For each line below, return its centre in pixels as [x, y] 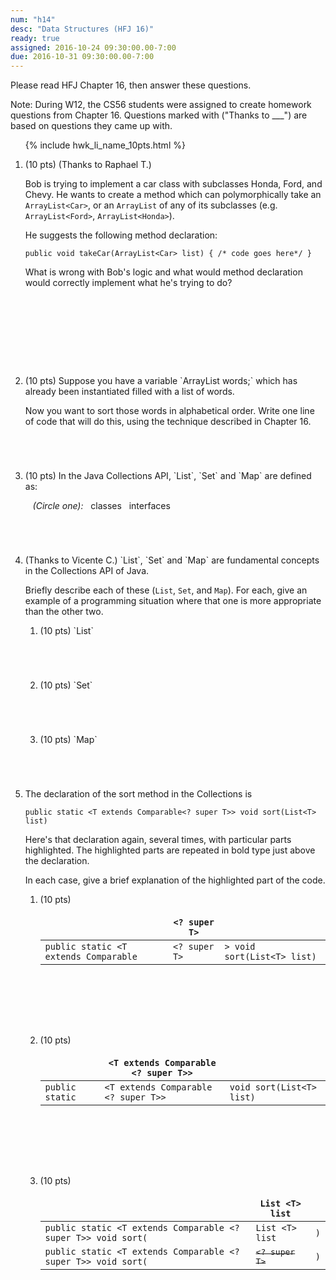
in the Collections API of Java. [87, 571]
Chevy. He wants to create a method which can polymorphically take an [173, 195]
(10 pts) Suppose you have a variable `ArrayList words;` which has [161, 381]
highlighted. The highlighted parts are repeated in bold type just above [170, 850]
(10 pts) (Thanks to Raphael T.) [88, 165]
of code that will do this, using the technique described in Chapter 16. [168, 422]
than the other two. [64, 612]
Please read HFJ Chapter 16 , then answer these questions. [131, 85]
